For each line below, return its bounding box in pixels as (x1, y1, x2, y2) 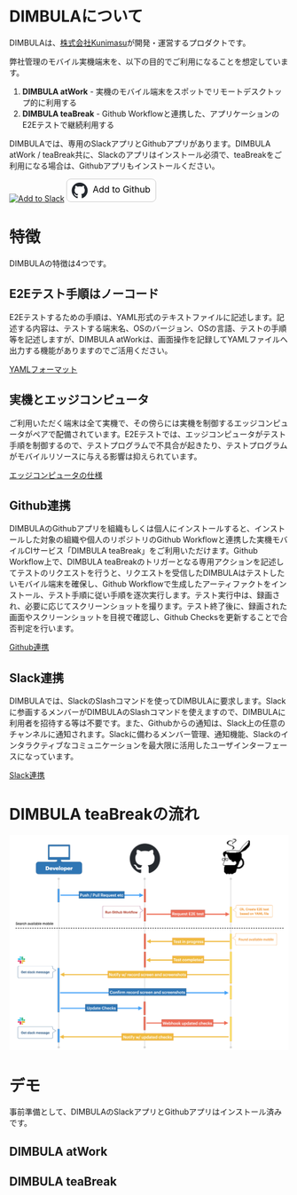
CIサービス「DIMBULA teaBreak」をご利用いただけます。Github (24, 546, 259, 556)
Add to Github (92, 183, 151, 195)
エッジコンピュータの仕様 (9, 469, 103, 480)
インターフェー (233, 740, 288, 751)
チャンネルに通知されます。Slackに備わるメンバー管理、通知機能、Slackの (9, 729, 282, 740)
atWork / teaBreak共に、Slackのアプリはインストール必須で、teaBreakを (9, 149, 275, 160)
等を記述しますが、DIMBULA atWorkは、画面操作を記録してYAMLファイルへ (9, 334, 288, 344)
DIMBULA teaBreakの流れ (9, 805, 199, 824)
